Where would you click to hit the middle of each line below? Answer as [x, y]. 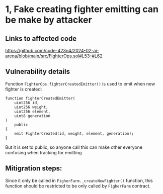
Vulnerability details [38, 72]
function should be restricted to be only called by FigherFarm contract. [78, 186]
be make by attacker [49, 20]
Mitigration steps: [34, 169]
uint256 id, [27, 103]
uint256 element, [32, 112]
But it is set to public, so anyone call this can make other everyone [74, 147]
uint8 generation [32, 116]
